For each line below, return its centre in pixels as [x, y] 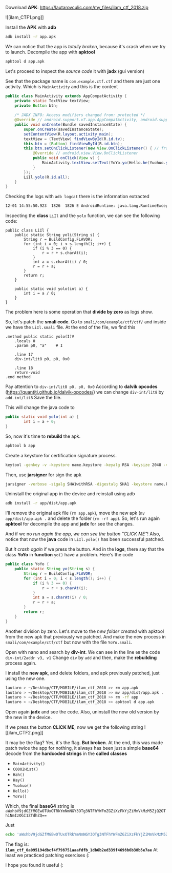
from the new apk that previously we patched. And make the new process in [86, 636]
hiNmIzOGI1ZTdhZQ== [26, 816]
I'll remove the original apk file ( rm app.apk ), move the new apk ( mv [75, 513]
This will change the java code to [40, 408]
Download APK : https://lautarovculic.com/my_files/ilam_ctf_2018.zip [77, 7]
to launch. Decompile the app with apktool [50, 52]
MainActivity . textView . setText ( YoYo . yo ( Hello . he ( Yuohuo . [104, 163]
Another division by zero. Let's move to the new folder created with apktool [85, 631]
